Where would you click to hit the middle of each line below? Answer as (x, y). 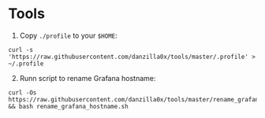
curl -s (21, 50)
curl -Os (22, 92)
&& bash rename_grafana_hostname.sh (68, 106)
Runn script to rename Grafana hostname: (88, 78)
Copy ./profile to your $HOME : (69, 35)
